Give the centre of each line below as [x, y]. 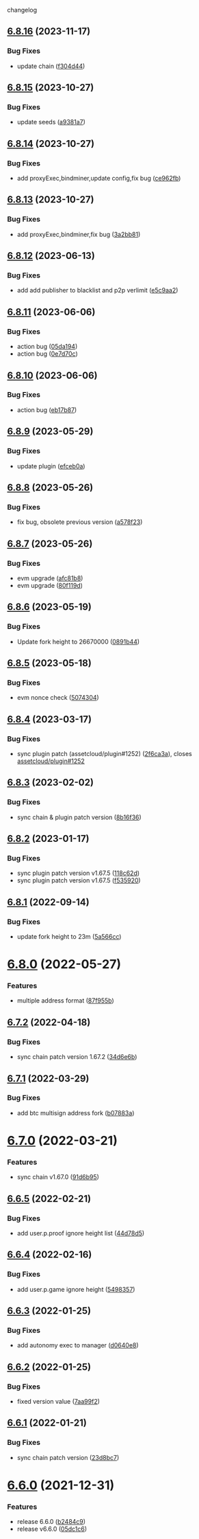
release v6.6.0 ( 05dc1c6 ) [52, 1529]
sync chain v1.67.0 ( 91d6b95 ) [58, 1177]
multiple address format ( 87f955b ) [65, 1001]
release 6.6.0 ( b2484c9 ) [51, 1522]
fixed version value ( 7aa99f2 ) [58, 1402]
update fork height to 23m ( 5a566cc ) [69, 936]
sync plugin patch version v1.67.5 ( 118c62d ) [78, 873]
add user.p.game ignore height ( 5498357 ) [76, 1289]
